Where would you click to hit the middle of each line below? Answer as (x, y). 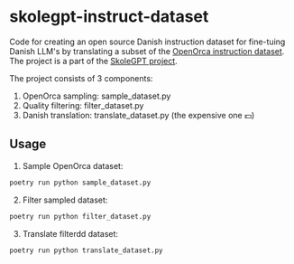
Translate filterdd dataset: (70, 233)
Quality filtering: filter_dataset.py (83, 105)
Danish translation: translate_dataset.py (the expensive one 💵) (138, 115)
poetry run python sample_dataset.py (80, 183)
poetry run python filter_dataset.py (80, 216)
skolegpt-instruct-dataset (109, 17)
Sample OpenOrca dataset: (73, 165)
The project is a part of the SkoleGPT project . (93, 61)
